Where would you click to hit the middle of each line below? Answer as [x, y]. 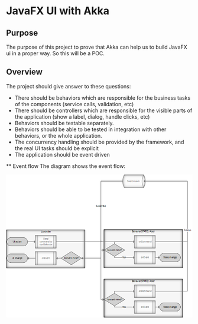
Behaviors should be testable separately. [64, 123]
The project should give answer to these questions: [69, 86]
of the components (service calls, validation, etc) [74, 104]
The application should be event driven [62, 154]
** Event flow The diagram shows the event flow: [66, 166]
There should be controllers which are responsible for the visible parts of [103, 110]
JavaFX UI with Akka [58, 11]
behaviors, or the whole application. [58, 135]
